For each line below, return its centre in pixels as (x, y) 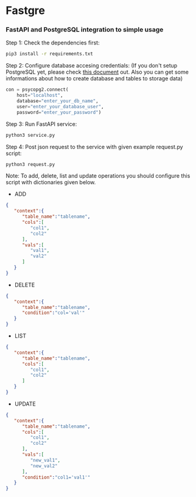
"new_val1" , (45, 460)
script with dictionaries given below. (51, 182)
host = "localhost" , (40, 96)
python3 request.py (30, 164)
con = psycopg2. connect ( (37, 90)
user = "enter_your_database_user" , (60, 106)
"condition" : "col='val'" (53, 313)
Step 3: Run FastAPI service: (41, 124)
